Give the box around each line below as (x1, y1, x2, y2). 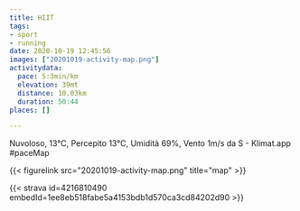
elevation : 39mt (17, 80, 79, 89)
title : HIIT (9, 13, 54, 23)
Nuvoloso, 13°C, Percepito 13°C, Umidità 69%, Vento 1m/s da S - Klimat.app (9, 138, 292, 149)
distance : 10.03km (17, 88, 88, 97)
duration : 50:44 (17, 96, 79, 106)
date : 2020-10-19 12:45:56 (9, 47, 111, 56)
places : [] (9, 105, 51, 115)
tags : (9, 22, 30, 31)
